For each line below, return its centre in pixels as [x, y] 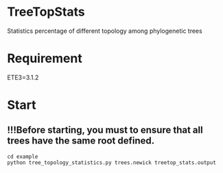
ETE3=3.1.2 [23, 77]
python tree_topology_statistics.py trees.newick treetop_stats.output [111, 162]
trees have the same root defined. [81, 141]
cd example [23, 157]
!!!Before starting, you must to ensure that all [105, 130]
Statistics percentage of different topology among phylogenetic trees [105, 31]
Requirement [45, 58]
